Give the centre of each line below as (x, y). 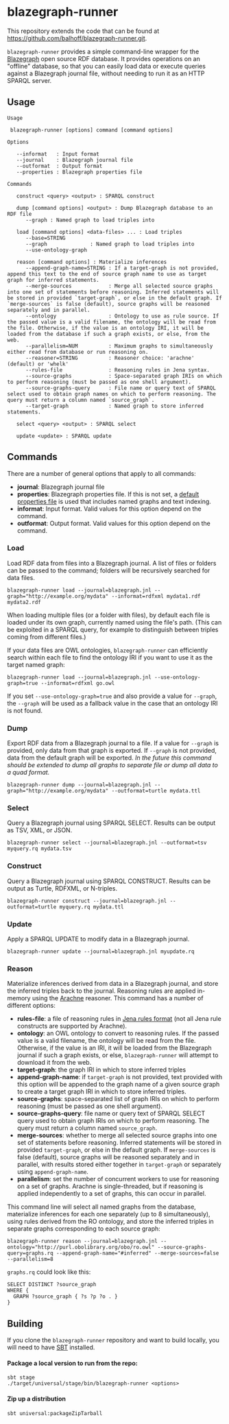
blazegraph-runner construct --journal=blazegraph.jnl (87, 901)
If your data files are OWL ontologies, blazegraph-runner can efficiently (107, 650)
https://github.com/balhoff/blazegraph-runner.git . (77, 38)
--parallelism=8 (30, 1259)
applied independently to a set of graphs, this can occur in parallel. (111, 1194)
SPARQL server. (29, 80)
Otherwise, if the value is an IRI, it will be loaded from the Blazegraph (114, 1048)
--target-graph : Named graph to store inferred (114, 406)
